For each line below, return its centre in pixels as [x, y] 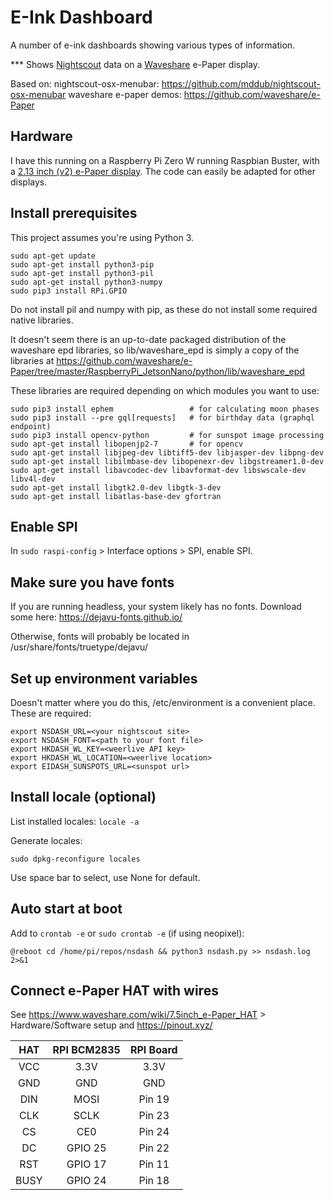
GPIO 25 [86, 1148]
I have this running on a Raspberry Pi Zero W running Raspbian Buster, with [165, 160]
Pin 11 [154, 1164]
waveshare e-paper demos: [125, 94]
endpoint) [31, 426]
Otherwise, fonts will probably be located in [100, 637]
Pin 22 [154, 1148]
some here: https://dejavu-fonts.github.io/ [96, 617]
